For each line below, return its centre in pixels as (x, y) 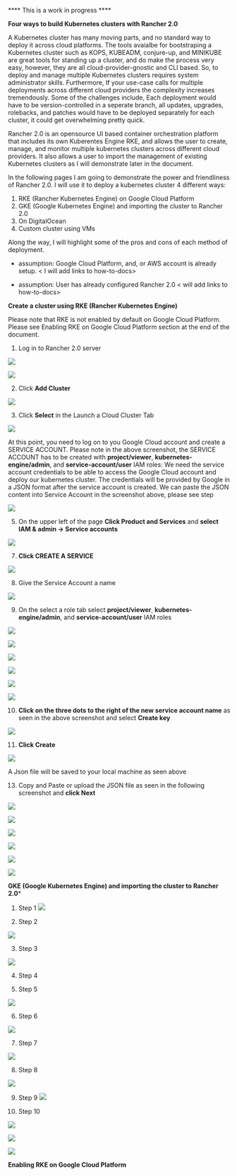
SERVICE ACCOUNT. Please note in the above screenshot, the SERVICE (112, 450)
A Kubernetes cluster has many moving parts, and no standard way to (109, 37)
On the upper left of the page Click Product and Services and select (119, 521)
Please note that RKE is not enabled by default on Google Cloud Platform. (115, 319)
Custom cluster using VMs (57, 228)
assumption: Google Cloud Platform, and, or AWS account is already (117, 263)
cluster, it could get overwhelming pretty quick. (77, 120)
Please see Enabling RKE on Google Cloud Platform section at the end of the (119, 327)
